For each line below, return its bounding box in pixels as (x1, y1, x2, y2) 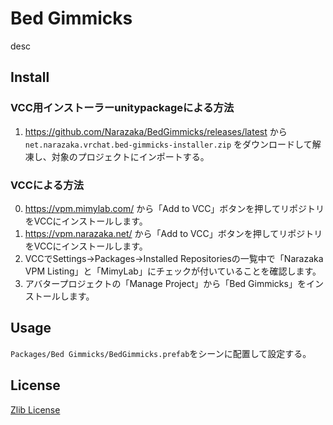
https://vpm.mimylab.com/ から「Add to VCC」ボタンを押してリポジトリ (24, 202, 325, 214)
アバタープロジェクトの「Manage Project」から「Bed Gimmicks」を (24, 277, 307, 289)
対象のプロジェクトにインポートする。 (51, 150, 210, 162)
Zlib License (10, 403, 61, 416)
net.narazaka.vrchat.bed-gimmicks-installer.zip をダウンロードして (24, 138, 313, 150)
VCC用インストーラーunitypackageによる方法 (10, 101, 235, 115)
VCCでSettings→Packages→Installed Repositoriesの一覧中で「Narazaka (24, 252, 324, 264)
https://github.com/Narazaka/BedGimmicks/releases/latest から (24, 125, 288, 137)
